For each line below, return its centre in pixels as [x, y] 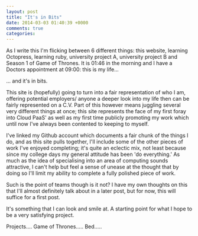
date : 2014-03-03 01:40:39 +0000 [47, 23]
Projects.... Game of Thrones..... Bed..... [54, 227]
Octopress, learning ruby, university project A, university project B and [92, 57]
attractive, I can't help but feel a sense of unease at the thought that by [92, 167]
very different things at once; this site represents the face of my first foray [96, 111]
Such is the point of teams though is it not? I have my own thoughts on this [97, 185]
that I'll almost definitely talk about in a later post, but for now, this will [91, 191]
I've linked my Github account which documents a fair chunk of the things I [97, 135]
